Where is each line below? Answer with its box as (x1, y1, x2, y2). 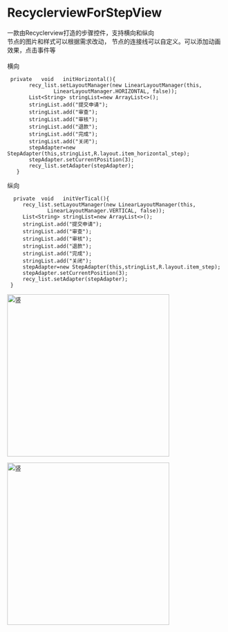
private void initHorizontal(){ (10, 75, 116, 82)
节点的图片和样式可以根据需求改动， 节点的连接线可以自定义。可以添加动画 (7, 37, 221, 46)
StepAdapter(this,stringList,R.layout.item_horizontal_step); (7, 150, 190, 157)
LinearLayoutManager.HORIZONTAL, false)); (53, 88, 178, 95)
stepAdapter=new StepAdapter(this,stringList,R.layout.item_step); (22, 263, 221, 271)
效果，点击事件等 (7, 46, 56, 54)
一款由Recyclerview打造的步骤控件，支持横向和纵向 (7, 28, 154, 37)
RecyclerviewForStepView (7, 5, 162, 21)
